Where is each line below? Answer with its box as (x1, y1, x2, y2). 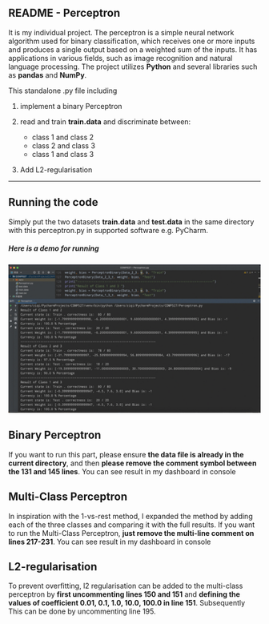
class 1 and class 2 (31, 132, 94, 142)
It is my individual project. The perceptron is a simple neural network (8, 27, 235, 37)
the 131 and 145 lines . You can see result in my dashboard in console (8, 466, 236, 476)
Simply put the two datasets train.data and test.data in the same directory (8, 216, 255, 227)
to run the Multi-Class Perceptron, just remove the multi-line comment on (8, 528, 255, 537)
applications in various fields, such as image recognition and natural (8, 53, 233, 62)
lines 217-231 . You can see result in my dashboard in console (8, 537, 211, 546)
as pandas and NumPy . (8, 70, 87, 79)
